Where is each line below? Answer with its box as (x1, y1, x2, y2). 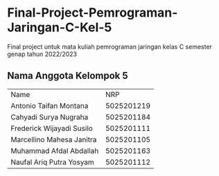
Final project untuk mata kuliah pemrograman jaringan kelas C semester (7, 42, 213, 51)
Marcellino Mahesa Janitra (10, 134, 97, 144)
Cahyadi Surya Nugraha (10, 112, 89, 122)
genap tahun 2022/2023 (7, 50, 78, 58)
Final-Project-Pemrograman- (7, 5, 178, 21)
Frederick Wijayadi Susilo (10, 123, 94, 133)
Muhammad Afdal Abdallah (10, 146, 99, 155)
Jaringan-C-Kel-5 (7, 19, 112, 35)
